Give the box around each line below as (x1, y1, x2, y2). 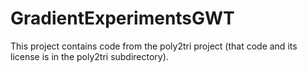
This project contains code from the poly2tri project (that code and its (10, 40, 298, 52)
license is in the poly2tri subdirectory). (10, 50, 169, 62)
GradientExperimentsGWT (10, 7, 235, 30)
